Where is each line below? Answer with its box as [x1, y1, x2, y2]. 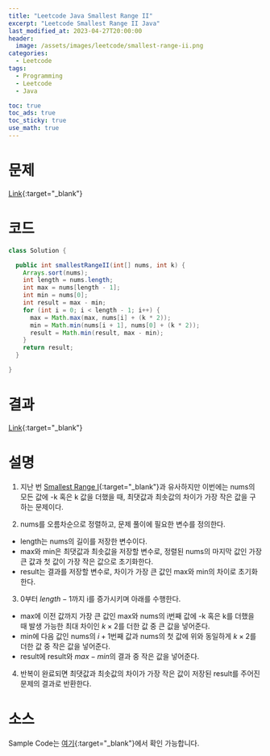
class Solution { [8, 246, 67, 254]
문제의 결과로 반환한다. [19, 678, 92, 688]
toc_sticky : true [8, 116, 67, 125]
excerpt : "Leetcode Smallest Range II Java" [8, 19, 160, 27]
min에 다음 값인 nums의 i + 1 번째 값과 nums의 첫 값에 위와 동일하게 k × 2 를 [19, 631, 256, 640]
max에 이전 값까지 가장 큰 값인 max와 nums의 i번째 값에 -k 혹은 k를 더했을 [19, 611, 255, 620]
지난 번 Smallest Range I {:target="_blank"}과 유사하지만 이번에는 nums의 [19, 481, 255, 491]
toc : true [8, 102, 42, 110]
